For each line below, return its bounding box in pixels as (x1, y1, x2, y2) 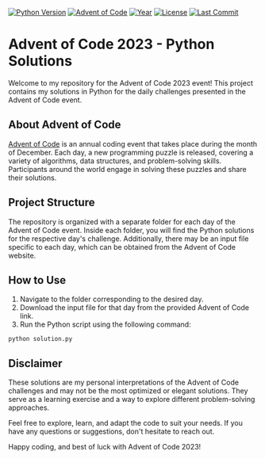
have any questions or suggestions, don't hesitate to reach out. (8, 426, 215, 436)
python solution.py (8, 335, 73, 343)
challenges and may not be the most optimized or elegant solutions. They (8, 386, 248, 396)
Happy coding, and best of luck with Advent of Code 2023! (8, 442, 202, 452)
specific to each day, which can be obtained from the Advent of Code (8, 242, 236, 251)
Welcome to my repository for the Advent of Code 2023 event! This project (8, 78, 254, 87)
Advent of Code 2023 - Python (8, 36, 215, 53)
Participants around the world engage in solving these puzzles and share (8, 164, 248, 174)
